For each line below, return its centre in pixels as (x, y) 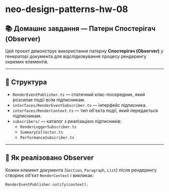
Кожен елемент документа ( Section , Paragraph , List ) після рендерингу (81, 170)
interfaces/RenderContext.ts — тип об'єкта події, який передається (85, 110)
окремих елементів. (27, 62)
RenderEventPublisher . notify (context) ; (47, 184)
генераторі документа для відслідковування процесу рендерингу (76, 56)
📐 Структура (26, 82)
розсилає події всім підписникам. (49, 100)
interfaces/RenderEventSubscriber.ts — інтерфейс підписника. (79, 105)
